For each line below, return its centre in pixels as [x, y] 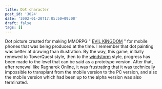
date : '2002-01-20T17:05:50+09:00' [41, 18]
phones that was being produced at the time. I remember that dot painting [79, 46]
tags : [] [14, 28]
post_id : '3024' [21, 14]
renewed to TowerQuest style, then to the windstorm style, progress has [78, 57]
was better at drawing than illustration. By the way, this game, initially [74, 52]
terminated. [17, 82]
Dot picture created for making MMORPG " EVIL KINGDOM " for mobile [76, 41]
